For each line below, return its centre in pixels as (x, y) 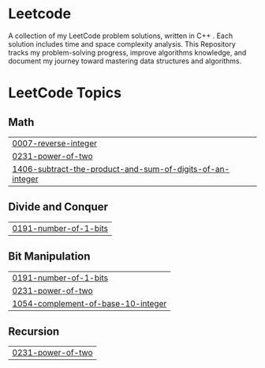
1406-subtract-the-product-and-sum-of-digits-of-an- (121, 169)
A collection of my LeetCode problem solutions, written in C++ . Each (121, 36)
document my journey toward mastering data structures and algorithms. (125, 61)
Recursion (34, 331)
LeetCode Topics (65, 93)
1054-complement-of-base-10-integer (90, 303)
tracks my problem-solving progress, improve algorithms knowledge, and (127, 52)
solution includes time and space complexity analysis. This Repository (122, 44)
